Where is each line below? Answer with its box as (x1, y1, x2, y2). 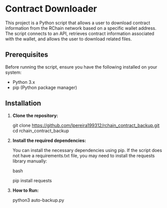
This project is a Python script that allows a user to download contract (5, 20, 150, 26)
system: (5, 69, 22, 75)
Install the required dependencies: (12, 137, 87, 143)
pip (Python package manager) (12, 84, 77, 90)
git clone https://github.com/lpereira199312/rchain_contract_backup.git (12, 122, 160, 128)
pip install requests (12, 177, 52, 183)
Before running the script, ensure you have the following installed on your (5, 64, 157, 70)
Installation (5, 99, 41, 108)
